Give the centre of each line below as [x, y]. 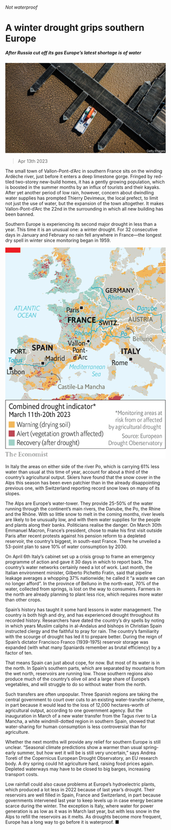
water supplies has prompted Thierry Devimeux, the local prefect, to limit [82, 198]
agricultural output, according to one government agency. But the [74, 710]
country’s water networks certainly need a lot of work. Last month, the [79, 567]
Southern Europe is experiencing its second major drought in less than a [81, 224]
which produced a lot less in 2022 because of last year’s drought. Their [80, 789]
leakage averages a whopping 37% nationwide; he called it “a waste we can [85, 578]
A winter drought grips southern [75, 27]
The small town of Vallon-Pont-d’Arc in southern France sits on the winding [84, 171]
